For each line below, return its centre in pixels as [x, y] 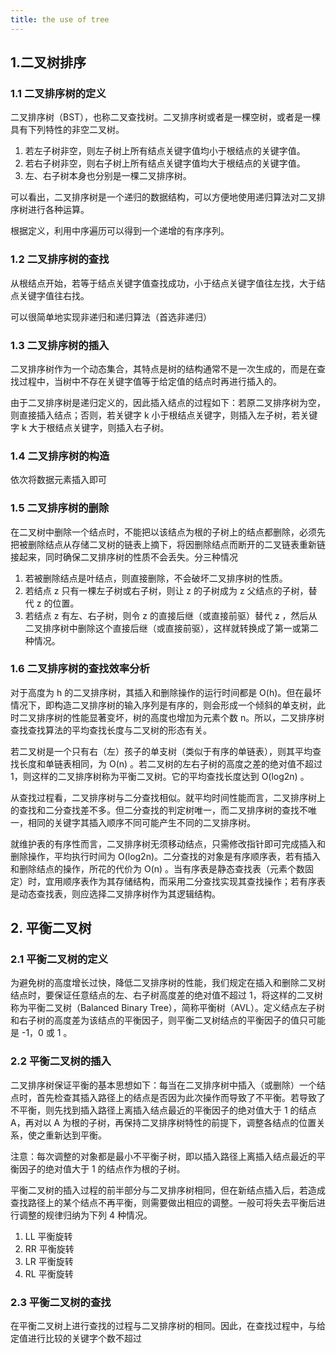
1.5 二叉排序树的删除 [60, 508]
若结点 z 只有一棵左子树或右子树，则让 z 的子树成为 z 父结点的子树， [166, 590]
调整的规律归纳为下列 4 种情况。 [85, 1215]
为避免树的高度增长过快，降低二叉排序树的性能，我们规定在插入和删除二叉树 [168, 983]
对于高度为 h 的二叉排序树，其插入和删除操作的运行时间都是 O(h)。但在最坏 [166, 692]
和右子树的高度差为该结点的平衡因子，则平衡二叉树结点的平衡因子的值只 [159, 1020]
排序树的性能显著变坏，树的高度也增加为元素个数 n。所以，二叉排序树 [180, 717]
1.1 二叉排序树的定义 [58, 93]
